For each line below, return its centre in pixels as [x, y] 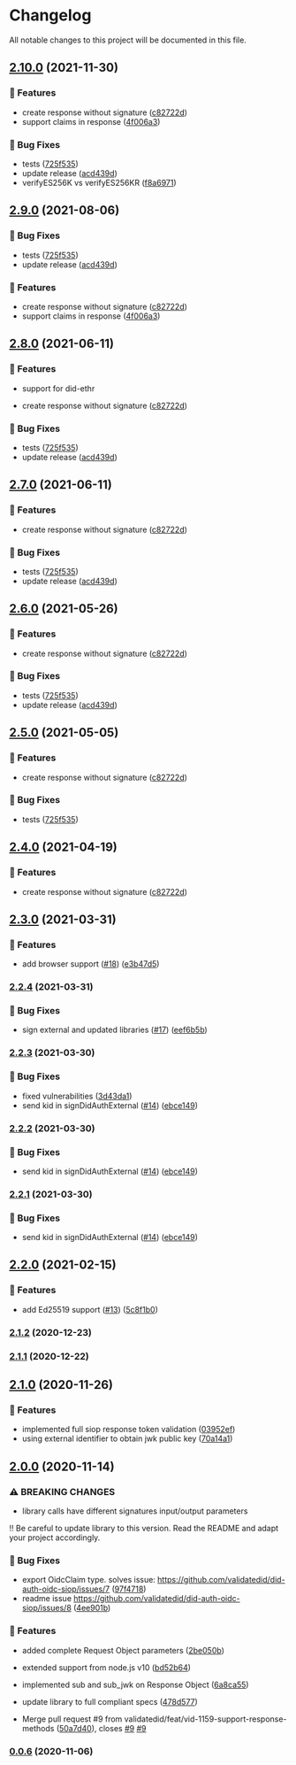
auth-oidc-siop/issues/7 [66, 1589]
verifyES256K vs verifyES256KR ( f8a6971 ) [99, 182]
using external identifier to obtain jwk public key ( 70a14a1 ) [127, 1438]
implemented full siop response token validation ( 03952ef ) [129, 1430]
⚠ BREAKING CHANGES [62, 1491]
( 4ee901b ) [92, 1608]
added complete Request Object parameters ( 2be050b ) [123, 1650]
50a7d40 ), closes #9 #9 [102, 1728]
